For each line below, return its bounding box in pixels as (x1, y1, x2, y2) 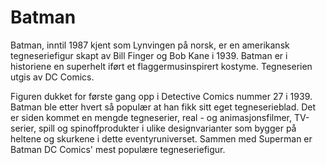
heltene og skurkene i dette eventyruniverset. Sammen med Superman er (10, 132, 313, 145)
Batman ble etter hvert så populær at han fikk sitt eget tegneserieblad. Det (10, 101, 317, 113)
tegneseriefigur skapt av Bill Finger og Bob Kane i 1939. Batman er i (10, 49, 288, 61)
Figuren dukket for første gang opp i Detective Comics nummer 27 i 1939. (10, 90, 313, 102)
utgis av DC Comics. (10, 71, 95, 83)
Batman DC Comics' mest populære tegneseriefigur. (10, 143, 226, 155)
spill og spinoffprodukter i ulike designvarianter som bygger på (38, 122, 297, 134)
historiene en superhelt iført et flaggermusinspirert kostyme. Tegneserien (10, 60, 313, 72)
